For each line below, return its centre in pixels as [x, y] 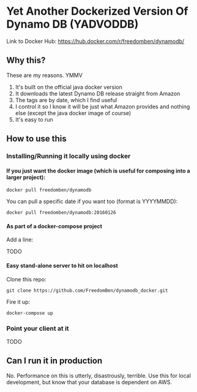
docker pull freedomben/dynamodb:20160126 [61, 213]
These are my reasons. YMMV [44, 75]
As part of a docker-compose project [54, 226]
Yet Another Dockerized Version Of [97, 11]
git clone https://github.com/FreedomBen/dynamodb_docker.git [87, 290]
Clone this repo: [27, 279]
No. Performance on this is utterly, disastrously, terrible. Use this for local [99, 375]
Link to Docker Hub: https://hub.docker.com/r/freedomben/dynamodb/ [95, 41]
